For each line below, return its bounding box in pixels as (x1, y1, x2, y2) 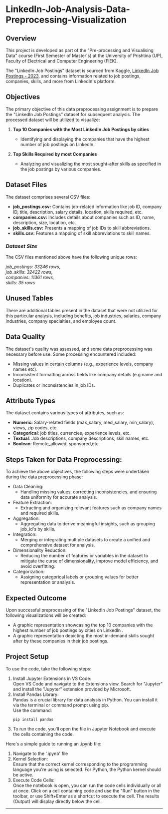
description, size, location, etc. (12, 219, 76, 226)
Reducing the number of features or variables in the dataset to (20, 553, 149, 559)
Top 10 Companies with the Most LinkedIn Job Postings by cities (12, 126, 149, 132)
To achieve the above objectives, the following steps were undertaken (5, 469, 150, 475)
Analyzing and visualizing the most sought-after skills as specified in (20, 161, 162, 167)
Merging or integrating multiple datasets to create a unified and (20, 537, 151, 543)
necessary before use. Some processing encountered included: (5, 351, 137, 357)
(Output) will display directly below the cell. (12, 798, 102, 804)
